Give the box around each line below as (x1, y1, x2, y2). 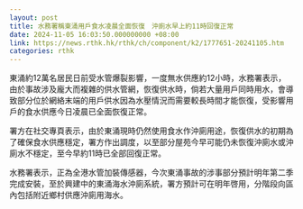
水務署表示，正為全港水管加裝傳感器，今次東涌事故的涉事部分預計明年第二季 (9, 168, 294, 178)
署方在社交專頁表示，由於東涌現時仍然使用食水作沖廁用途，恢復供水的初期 (9, 125, 286, 136)
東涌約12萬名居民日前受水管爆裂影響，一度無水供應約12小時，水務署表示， (9, 73, 287, 84)
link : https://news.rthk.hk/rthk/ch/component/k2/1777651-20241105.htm (9, 38, 284, 48)
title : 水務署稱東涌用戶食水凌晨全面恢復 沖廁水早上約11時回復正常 (9, 22, 234, 31)
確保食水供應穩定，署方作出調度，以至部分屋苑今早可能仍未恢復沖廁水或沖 (16, 137, 294, 148)
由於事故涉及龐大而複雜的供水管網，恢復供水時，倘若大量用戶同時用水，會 (9, 84, 286, 95)
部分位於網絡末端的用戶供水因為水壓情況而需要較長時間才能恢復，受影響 (16, 95, 286, 106)
